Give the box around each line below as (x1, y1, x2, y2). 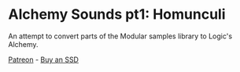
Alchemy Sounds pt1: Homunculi (8, 5, 226, 23)
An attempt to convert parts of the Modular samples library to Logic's (8, 31, 233, 41)
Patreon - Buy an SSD (8, 55, 79, 64)
